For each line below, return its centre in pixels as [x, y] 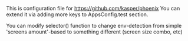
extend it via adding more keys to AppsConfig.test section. [77, 14]
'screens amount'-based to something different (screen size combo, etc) [94, 32]
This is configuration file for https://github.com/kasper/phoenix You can [93, 8]
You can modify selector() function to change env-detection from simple [94, 26]
